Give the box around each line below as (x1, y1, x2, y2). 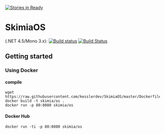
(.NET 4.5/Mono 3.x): (5, 38, 48, 44)
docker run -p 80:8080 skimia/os (5, 103, 74, 108)
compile (5, 79, 22, 85)
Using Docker (5, 67, 38, 74)
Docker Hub (5, 113, 30, 119)
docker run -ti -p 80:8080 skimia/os (5, 124, 82, 129)
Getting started (5, 52, 53, 61)
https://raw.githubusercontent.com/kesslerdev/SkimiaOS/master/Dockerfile (5, 94, 162, 99)
